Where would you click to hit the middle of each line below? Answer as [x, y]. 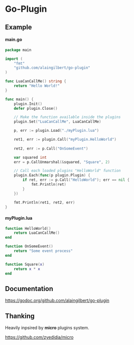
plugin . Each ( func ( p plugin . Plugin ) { [52, 175]
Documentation [29, 288]
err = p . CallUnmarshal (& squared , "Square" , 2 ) [62, 162]
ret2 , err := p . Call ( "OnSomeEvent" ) [51, 148]
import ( [14, 59]
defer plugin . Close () [36, 108]
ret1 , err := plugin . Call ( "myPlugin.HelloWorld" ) [65, 140]
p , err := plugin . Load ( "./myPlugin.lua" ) [56, 131]
